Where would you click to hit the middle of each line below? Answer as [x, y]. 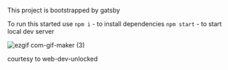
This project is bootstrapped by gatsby [64, 10]
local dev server [31, 31]
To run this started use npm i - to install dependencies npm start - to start [115, 24]
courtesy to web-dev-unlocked [52, 59]
